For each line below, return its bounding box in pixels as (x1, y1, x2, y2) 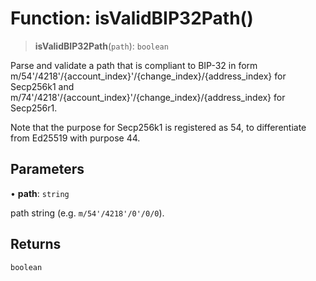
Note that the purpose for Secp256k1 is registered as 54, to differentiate (10, 121, 307, 133)
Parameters (10, 161, 85, 178)
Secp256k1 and (10, 80, 75, 92)
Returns (10, 236, 62, 253)
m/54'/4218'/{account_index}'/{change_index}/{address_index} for (10, 70, 287, 82)
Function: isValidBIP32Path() (10, 7, 254, 30)
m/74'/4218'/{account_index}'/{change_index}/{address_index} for (10, 91, 286, 103)
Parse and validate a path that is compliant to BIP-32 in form (10, 59, 258, 71)
